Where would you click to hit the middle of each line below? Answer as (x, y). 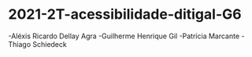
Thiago (20, 44)
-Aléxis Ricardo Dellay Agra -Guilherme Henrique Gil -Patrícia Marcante (124, 36)
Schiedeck (50, 44)
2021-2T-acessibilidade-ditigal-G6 (125, 14)
